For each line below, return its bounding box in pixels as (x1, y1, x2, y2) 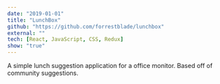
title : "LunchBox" (7, 17, 61, 24)
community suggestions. (7, 69, 78, 77)
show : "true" (7, 42, 46, 49)
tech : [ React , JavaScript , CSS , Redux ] (7, 36, 124, 43)
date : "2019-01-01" (7, 10, 64, 17)
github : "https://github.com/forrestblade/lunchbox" (7, 23, 165, 30)
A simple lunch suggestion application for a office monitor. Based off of (7, 62, 213, 69)
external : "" (7, 29, 46, 37)
